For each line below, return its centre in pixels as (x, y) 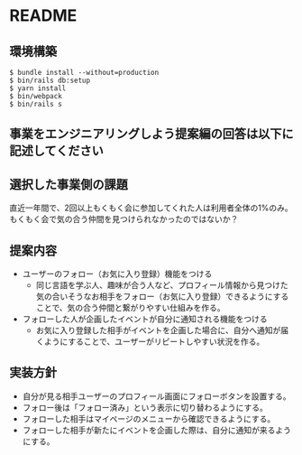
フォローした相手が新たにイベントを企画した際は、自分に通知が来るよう (156, 430)
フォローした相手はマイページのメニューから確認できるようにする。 (149, 418)
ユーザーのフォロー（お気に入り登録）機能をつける (117, 274)
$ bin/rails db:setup (50, 80)
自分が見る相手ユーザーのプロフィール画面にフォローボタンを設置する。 (156, 396)
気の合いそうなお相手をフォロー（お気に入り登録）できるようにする (162, 297)
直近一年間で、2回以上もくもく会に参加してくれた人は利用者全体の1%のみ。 (151, 208)
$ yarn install (38, 88)
